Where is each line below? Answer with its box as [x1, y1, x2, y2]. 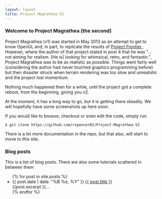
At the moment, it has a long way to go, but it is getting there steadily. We [5, 98, 151, 104]
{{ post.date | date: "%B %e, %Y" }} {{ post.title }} [12, 179, 113, 184]
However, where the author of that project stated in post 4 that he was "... [5, 49, 152, 55]
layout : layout [5, 7, 36, 12]
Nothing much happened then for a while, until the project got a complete [5, 84, 152, 90]
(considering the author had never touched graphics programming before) [5, 64, 153, 70]
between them [5, 164, 34, 170]
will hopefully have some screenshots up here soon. [5, 104, 109, 109]
